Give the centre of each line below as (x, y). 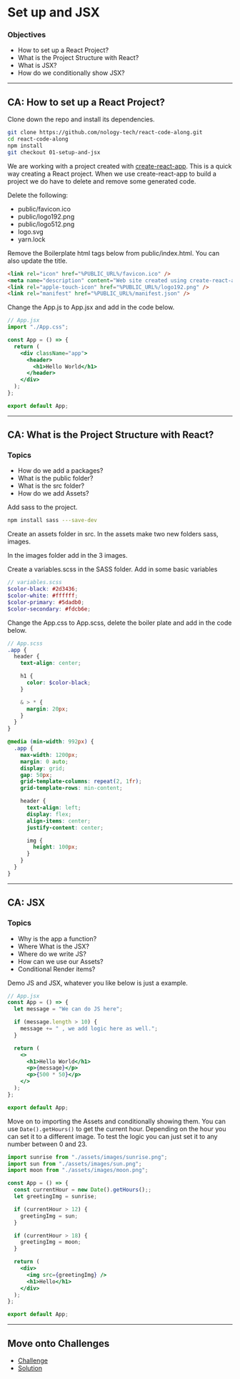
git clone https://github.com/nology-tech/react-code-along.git (105, 133)
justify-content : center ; (65, 828)
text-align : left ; (54, 808)
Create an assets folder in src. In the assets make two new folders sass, (113, 534)
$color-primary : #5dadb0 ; (46, 602)
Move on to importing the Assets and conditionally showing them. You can (117, 1121)
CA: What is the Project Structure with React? (111, 435)
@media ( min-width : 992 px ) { (51, 742)
